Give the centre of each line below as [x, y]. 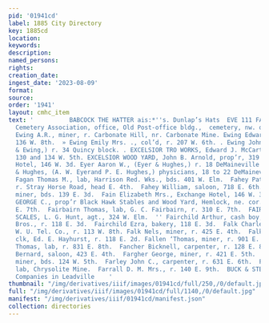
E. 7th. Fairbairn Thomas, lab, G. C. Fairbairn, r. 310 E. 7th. [128, 209]
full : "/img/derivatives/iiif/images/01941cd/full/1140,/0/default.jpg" [132, 292]
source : [21, 98]
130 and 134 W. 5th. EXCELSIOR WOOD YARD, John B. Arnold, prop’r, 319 [138, 157]
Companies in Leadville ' [64, 277]
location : [25, 38]
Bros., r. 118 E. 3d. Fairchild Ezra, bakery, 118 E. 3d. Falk [127, 224]
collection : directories [50, 306]
